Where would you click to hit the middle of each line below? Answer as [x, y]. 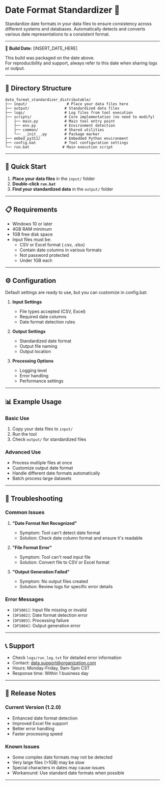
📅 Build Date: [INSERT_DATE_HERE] [41, 48]
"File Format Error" [32, 547]
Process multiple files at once [42, 463]
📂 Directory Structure [39, 88]
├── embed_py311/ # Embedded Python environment [67, 138]
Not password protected [44, 255]
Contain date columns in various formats [61, 250]
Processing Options [33, 361]
